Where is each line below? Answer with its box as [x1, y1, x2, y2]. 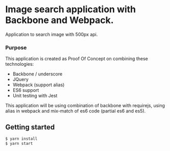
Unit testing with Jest [12, 93, 58, 99]
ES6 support [12, 87, 39, 93]
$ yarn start [5, 141, 33, 146]
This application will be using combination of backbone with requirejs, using [5, 103, 165, 109]
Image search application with [5, 4, 136, 15]
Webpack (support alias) [12, 82, 65, 88]
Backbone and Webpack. [5, 14, 114, 26]
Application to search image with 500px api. [5, 31, 98, 37]
